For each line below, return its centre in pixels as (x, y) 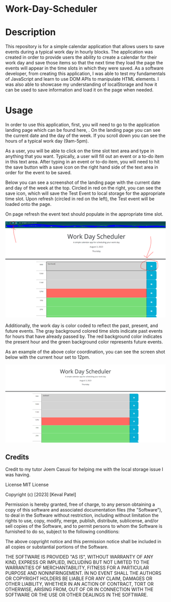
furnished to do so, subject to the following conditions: (62, 531)
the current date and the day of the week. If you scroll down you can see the (85, 135)
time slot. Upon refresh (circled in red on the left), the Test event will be (80, 199)
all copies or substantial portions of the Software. (57, 547)
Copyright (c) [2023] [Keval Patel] (41, 495)
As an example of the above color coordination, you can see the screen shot (85, 352)
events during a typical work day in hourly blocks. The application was (79, 52)
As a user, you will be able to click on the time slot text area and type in (80, 151)
